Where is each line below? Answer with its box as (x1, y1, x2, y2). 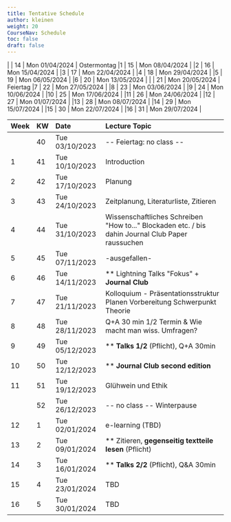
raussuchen (105, 238, 144, 247)
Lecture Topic (105, 121, 152, 131)
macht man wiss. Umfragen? (105, 326, 198, 335)
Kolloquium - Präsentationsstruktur (105, 289, 220, 298)
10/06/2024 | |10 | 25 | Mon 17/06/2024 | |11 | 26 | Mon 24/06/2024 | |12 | (7, 90, 215, 98)
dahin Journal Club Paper (105, 229, 188, 238)
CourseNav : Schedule (7, 29, 67, 36)
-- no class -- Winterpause (105, 401, 197, 410)
